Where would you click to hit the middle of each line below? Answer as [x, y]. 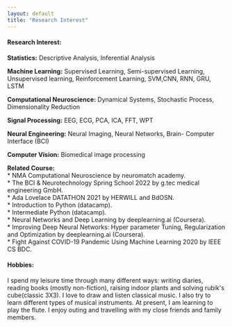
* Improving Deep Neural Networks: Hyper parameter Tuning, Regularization [116, 227]
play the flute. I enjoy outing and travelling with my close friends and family [115, 310]
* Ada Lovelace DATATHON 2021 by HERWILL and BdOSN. [91, 197]
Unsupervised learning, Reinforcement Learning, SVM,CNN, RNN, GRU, [109, 78]
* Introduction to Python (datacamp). [60, 205]
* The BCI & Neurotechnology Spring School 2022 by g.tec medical [103, 183]
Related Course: [31, 168]
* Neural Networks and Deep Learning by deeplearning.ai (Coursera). [107, 219]
